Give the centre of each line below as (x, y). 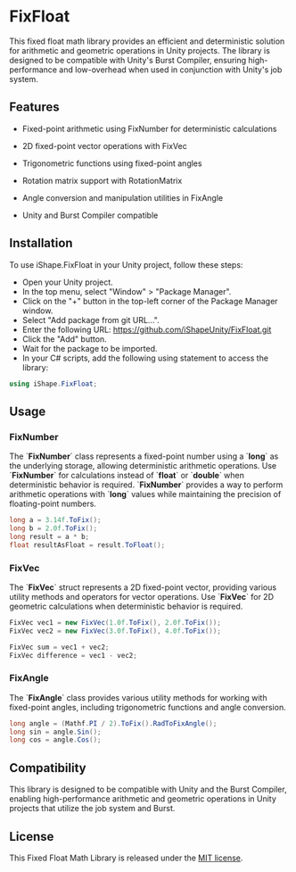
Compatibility (48, 768)
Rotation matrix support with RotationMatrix (102, 180)
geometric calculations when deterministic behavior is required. (126, 606)
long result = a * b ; (49, 536)
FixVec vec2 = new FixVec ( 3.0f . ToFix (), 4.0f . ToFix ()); (115, 631)
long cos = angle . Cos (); (55, 740)
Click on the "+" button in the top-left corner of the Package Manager (150, 301)
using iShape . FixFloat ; (53, 384)
